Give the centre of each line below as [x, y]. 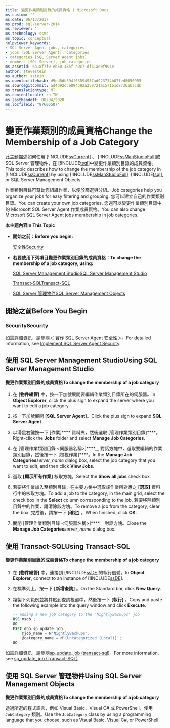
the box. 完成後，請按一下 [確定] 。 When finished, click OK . [75, 513]
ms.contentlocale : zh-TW [31, 95]
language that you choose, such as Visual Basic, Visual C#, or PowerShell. [83, 720]
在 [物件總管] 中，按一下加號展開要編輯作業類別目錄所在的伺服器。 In [84, 394]
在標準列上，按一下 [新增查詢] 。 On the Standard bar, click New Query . [87, 588]
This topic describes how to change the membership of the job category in [83, 169]
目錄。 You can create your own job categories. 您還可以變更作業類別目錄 [81, 203]
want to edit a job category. [41, 406]
